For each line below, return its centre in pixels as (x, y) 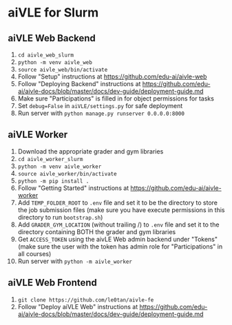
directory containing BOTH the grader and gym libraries (97, 231)
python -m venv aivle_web (55, 63)
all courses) (34, 253)
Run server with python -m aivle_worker (75, 261)
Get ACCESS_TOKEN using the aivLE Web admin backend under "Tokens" (118, 239)
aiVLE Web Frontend (52, 283)
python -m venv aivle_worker (60, 167)
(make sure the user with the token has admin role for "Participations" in (120, 247)
